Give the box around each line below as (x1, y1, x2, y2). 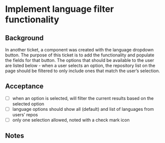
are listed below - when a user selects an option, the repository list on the (5, 63, 156, 68)
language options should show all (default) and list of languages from (12, 106, 154, 112)
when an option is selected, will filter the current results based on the (12, 95, 154, 101)
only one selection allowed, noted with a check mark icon (12, 117, 130, 123)
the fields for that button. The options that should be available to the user (5, 57, 155, 63)
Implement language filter (5, 3, 114, 15)
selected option (12, 100, 45, 107)
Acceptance (5, 82, 44, 91)
